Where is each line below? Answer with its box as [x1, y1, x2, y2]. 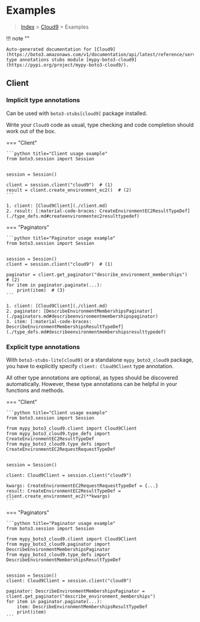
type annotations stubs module [6, 57, 84, 63]
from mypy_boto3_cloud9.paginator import [6, 541, 111, 547]
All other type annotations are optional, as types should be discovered [6, 374, 179, 381]
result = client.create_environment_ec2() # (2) [6, 187, 132, 193]
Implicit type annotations [6, 96, 80, 104]
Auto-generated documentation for [6, 46, 92, 52]
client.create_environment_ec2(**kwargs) [6, 493, 111, 499]
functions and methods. [6, 387, 65, 394]
